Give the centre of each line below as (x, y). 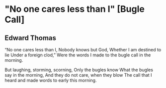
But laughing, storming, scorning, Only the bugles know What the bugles (79, 70)
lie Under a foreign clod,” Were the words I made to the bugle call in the (78, 55)
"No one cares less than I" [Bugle (75, 9)
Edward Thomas (31, 38)
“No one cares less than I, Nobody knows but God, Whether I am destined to (83, 50)
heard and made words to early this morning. (51, 80)
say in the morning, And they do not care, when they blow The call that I (78, 75)
